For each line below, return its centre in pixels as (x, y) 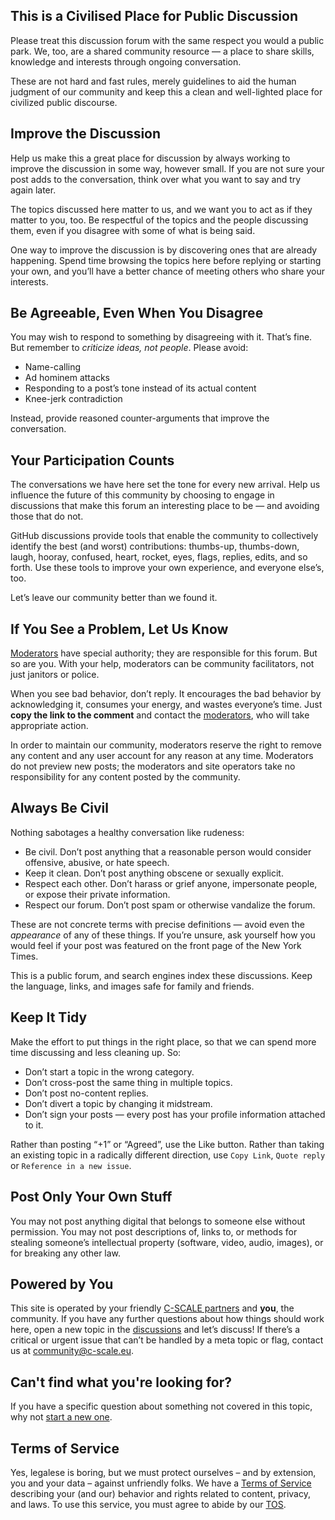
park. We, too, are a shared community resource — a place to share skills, (162, 51)
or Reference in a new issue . (71, 1165)
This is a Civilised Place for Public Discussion (154, 16)
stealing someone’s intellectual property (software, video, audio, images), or (167, 1242)
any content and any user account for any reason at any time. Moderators (162, 756)
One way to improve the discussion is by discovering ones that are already (164, 250)
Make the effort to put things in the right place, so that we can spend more (163, 1041)
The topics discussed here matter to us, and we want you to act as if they (161, 209)
